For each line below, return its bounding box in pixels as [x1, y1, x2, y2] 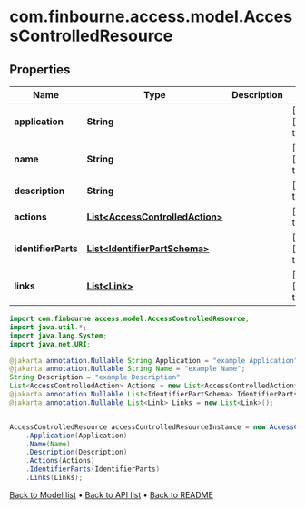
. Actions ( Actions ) [25, 456, 95, 465]
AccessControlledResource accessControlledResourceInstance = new [9, 422, 266, 432]
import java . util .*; [9, 322, 88, 332]
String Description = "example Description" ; [9, 373, 184, 382]
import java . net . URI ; [9, 339, 92, 348]
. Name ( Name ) [25, 439, 71, 448]
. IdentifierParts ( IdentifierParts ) [25, 465, 161, 474]
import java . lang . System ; [9, 331, 107, 340]
